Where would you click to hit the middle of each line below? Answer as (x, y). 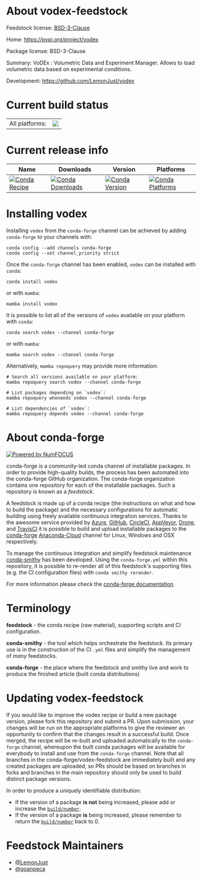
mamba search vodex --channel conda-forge (60, 354)
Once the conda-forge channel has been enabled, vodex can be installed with (101, 264)
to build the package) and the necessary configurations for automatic (92, 509)
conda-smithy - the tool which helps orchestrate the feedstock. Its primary (99, 643)
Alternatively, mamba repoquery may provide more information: (82, 366)
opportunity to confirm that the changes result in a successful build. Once (98, 734)
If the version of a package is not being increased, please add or (95, 802)
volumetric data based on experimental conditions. (69, 69)
